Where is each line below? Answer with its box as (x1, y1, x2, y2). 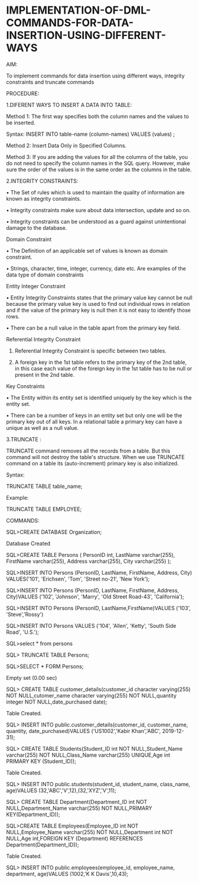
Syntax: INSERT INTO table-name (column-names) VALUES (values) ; (6, 131, 176, 138)
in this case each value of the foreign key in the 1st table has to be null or (14, 364, 192, 372)
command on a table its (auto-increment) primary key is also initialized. (6, 460, 179, 467)
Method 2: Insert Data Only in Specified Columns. (6, 142, 127, 149)
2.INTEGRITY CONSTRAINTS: (6, 177, 79, 184)
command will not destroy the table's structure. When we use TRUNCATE (6, 453, 185, 461)
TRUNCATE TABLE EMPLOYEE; (6, 506, 82, 513)
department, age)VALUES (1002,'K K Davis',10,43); (6, 870, 129, 877)
